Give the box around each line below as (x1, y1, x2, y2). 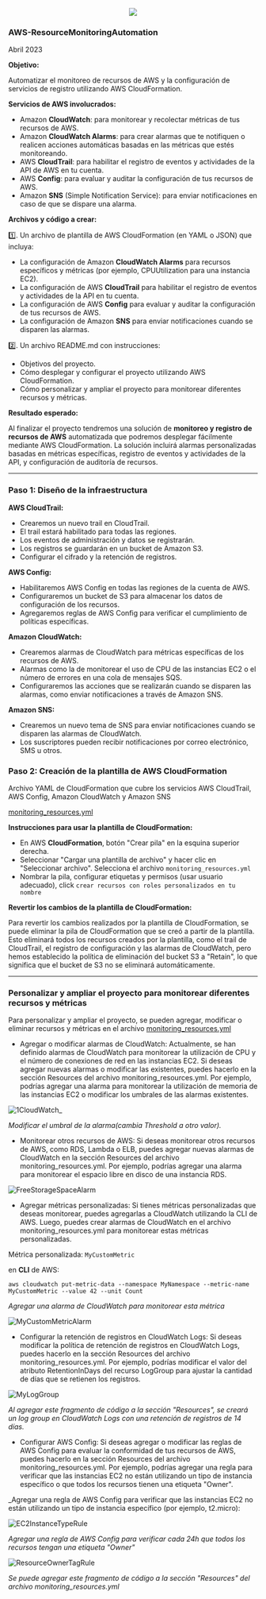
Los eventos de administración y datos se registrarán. (19, 535, 196, 544)
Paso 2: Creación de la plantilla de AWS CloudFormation (8, 765, 227, 776)
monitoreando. (19, 149, 68, 158)
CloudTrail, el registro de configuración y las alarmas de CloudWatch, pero (8, 943, 252, 952)
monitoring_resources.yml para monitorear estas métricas (19, 1226, 209, 1235)
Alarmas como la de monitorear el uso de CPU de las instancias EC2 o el (19, 664, 256, 674)
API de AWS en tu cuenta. (19, 165, 104, 175)
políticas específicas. (19, 616, 89, 626)
